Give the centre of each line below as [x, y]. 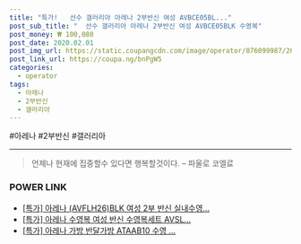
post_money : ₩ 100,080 [52, 34]
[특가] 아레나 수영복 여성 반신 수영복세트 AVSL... [106, 219]
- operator [38, 76]
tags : [19, 84]
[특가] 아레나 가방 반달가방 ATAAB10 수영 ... [99, 231]
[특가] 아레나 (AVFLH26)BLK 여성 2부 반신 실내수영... [116, 208]
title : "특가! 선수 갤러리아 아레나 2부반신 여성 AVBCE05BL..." [120, 17]
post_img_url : [36, 51]
